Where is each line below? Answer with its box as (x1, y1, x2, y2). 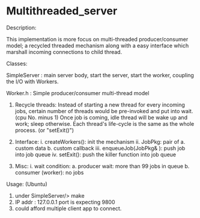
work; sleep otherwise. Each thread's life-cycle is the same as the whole (14, 120, 195, 127)
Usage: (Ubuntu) (6, 180, 47, 187)
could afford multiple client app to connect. (14, 205, 122, 212)
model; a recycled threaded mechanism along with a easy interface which (6, 42, 189, 49)
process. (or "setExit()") (14, 126, 74, 134)
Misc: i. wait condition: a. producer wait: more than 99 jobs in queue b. (14, 162, 190, 169)
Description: (6, 24, 37, 31)
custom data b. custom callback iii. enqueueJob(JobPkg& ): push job (14, 144, 186, 152)
